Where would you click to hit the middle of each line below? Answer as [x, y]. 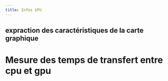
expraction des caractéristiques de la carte [74, 31]
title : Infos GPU [24, 10]
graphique [22, 38]
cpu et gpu [28, 71]
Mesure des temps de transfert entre [84, 60]
